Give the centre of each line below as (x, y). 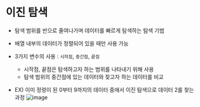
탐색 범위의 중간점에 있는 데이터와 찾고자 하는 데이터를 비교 (94, 77)
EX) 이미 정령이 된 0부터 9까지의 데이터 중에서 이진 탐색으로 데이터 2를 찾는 (104, 89)
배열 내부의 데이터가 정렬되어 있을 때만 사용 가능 (71, 43)
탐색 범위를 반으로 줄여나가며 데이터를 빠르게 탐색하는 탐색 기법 (89, 30)
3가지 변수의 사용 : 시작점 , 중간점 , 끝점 (57, 56)
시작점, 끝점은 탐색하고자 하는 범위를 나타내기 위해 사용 (89, 69)
